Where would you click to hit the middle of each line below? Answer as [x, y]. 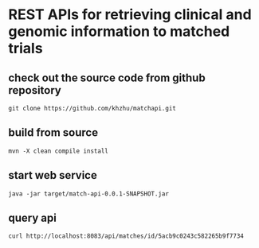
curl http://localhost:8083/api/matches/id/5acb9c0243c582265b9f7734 [126, 236]
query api [33, 218]
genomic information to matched [119, 31]
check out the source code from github [107, 77]
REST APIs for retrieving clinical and [130, 15]
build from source [53, 133]
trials [26, 48]
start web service [53, 175]
